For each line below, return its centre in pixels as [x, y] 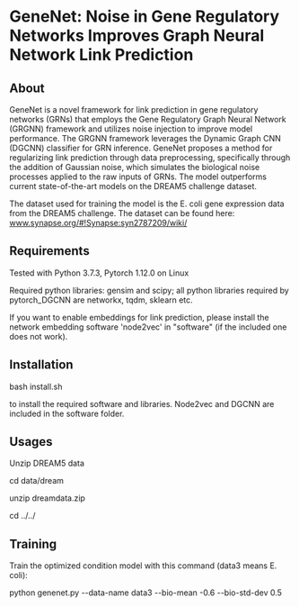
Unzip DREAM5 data [47, 463]
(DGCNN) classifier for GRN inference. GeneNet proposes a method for [141, 148]
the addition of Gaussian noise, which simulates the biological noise [135, 167]
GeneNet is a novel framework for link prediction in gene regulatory [134, 109]
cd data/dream [37, 481]
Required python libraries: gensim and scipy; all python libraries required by [149, 290]
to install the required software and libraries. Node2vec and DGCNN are [142, 403]
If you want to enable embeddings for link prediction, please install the [139, 317]
